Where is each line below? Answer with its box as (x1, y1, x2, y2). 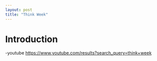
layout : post (5, 7, 33, 12)
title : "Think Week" (5, 12, 49, 17)
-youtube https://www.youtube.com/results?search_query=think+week (5, 50, 152, 56)
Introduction (5, 33, 58, 45)
